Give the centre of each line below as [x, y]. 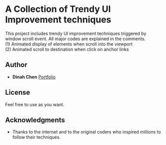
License [18, 93]
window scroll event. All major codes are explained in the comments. [75, 39]
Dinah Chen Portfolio [34, 77]
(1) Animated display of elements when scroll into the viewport [69, 44]
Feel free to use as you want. [35, 104]
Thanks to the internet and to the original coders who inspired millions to [86, 132]
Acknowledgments [35, 120]
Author [16, 65]
